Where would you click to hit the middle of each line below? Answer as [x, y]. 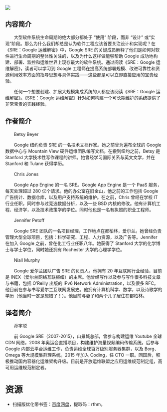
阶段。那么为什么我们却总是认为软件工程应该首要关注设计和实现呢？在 [84, 43]
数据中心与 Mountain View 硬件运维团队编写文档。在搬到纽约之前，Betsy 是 [83, 151]
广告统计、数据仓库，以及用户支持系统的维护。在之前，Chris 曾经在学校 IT [82, 197]
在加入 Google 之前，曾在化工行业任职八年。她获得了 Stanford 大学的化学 [81, 243]
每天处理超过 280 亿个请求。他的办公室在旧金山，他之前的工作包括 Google [82, 191]
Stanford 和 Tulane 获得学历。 [36, 163]
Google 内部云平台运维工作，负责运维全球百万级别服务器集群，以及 [74, 349]
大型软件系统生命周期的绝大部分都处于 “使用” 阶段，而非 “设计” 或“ [82, 37]
